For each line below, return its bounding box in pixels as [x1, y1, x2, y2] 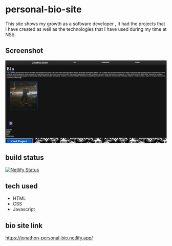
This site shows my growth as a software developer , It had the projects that [5, 21, 165, 27]
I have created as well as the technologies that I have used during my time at [5, 26, 167, 32]
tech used [5, 181, 38, 191]
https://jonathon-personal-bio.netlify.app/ [5, 235, 93, 241]
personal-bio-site [5, 4, 82, 15]
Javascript [12, 206, 35, 213]
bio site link [5, 221, 42, 230]
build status [5, 153, 45, 162]
